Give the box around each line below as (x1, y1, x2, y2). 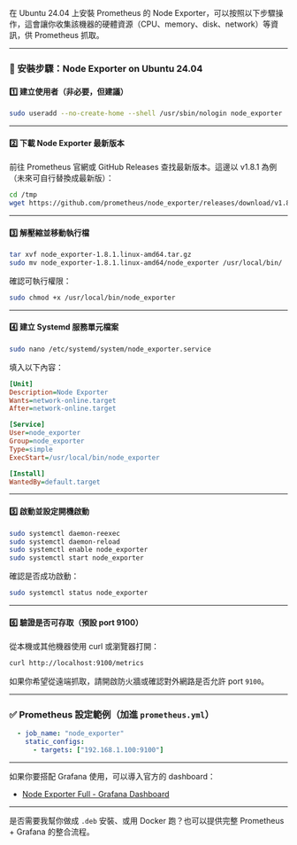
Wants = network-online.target (9, 396, 117, 405)
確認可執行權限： (9, 275, 72, 286)
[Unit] (9, 379, 34, 388)
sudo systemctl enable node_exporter (9, 546, 148, 554)
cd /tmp (9, 190, 38, 199)
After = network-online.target (9, 404, 117, 414)
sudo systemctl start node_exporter (9, 554, 144, 562)
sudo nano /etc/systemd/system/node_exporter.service (9, 345, 212, 353)
